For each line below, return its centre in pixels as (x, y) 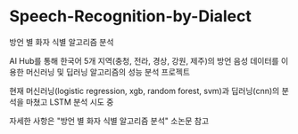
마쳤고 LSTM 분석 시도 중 (70, 102)
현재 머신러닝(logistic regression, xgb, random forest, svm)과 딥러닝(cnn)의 (145, 91)
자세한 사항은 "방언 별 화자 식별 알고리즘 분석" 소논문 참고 (109, 121)
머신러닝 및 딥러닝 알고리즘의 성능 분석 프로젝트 (108, 72)
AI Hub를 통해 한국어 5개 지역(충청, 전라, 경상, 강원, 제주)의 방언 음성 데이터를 (144, 60)
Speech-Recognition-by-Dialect (131, 16)
